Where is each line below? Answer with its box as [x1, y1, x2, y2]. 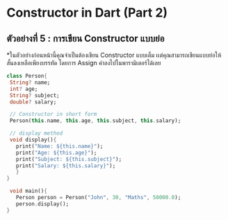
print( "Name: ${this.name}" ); [15, 142, 104, 150]
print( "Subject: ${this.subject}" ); [15, 155, 122, 162]
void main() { [9, 187, 48, 195]
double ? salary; [9, 99, 57, 105]
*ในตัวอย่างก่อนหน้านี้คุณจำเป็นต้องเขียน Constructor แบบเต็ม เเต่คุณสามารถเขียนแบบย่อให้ [6, 51, 222, 59]
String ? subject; [9, 92, 60, 99]
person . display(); [15, 200, 70, 208]
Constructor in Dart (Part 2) [6, 5, 168, 21]
